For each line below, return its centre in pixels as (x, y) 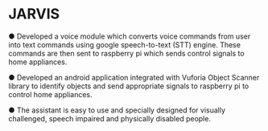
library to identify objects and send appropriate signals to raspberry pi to (129, 86)
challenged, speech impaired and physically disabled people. (110, 118)
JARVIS (34, 14)
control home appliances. (50, 94)
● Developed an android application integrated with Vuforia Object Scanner (134, 77)
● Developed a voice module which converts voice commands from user (130, 36)
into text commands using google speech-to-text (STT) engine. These (125, 44)
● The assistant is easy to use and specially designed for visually (117, 110)
